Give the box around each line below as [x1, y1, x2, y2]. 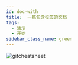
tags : [6, 19, 19, 25]
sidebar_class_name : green [6, 36, 73, 42]
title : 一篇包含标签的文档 [6, 14, 67, 20]
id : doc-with [6, 8, 38, 15]
